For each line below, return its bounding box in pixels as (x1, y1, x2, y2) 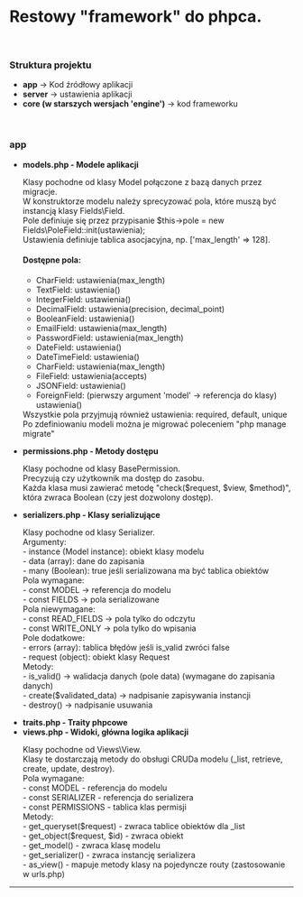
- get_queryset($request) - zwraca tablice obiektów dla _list (22, 820, 245, 831)
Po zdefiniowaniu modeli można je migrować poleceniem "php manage (22, 418, 287, 430)
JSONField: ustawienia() (35, 380, 126, 391)
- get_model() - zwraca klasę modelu (22, 839, 161, 850)
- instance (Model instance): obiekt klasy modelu (22, 546, 205, 557)
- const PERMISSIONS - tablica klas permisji (22, 801, 187, 812)
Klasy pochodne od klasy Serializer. (22, 526, 155, 538)
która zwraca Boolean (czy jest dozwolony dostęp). (22, 492, 214, 503)
